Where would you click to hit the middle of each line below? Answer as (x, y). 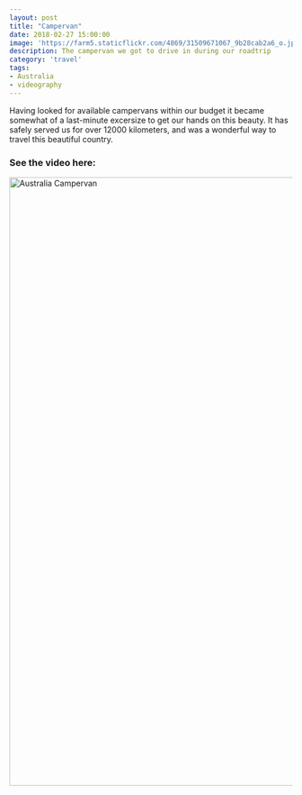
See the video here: (53, 162)
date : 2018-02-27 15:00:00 (60, 34)
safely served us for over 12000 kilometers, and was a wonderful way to (143, 129)
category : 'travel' (46, 59)
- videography (36, 85)
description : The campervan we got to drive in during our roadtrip (140, 51)
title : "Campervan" (46, 26)
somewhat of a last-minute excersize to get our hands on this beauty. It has (149, 120)
